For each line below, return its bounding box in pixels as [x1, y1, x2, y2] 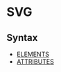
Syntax [6, 32, 38, 44]
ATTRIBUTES [16, 57, 55, 66]
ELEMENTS [16, 50, 50, 58]
